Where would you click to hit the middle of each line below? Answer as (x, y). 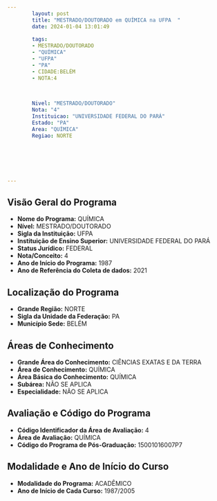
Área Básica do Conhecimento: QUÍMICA (77, 377)
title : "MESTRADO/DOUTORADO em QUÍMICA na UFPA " (106, 20)
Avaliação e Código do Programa (79, 413)
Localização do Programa (63, 292)
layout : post (51, 14)
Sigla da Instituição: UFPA (55, 234)
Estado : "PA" (51, 123)
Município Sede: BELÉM (52, 324)
